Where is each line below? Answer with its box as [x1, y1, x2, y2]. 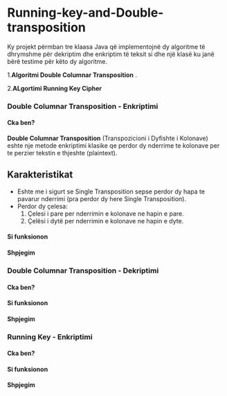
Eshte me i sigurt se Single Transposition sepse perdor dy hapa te [17, 187, 206, 196]
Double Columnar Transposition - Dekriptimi [7, 266, 159, 275]
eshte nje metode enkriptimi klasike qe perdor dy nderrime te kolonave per [7, 141, 220, 150]
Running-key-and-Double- [7, 5, 164, 21]
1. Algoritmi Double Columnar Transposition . [7, 71, 137, 79]
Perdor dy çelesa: [17, 202, 68, 210]
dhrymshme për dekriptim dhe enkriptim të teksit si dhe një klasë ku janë [7, 50, 215, 58]
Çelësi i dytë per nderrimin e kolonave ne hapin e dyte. [27, 216, 184, 225]
